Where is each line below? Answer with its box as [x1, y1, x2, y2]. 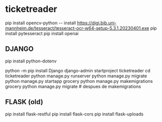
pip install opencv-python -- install [5, 20, 76, 26]
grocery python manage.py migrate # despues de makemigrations [5, 83, 141, 89]
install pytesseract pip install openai [5, 30, 79, 36]
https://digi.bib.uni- [77, 20, 117, 26]
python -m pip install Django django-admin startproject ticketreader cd [5, 67, 151, 73]
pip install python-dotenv [5, 58, 57, 64]
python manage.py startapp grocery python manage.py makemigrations [5, 78, 153, 84]
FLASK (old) [5, 98, 43, 106]
